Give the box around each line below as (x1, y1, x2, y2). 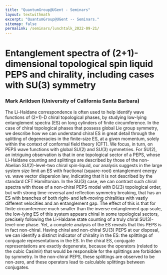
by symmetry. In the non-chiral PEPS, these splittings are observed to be (5, 253, 155, 259)
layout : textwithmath (5, 12, 50, 17)
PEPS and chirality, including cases (5, 69, 154, 80)
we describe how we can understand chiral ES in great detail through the (5, 130, 155, 136)
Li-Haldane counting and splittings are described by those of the (5, 157, 138, 163)
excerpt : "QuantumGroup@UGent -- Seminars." (5, 17, 99, 22)
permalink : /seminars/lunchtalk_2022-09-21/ (5, 26, 99, 31)
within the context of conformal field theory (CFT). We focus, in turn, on (5, 141, 153, 147)
